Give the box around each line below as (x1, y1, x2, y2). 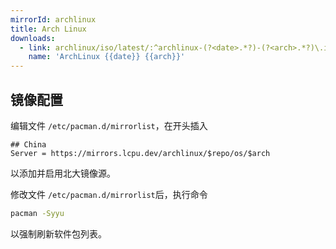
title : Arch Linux (10, 24, 87, 34)
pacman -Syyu (10, 208, 65, 218)
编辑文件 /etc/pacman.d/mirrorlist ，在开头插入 (10, 119, 208, 131)
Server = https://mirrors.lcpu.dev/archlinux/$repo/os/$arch (10, 148, 271, 158)
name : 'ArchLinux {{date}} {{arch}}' (28, 52, 186, 62)
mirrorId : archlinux (10, 14, 97, 25)
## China (10, 139, 47, 150)
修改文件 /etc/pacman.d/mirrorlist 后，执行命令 (10, 188, 208, 200)
